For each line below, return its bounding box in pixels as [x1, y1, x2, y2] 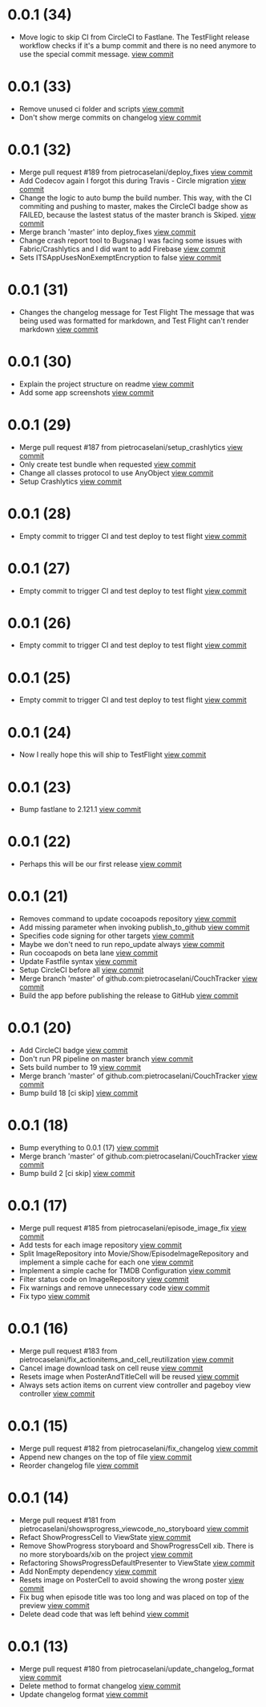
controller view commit [18, 1388, 95, 1399]
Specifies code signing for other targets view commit [18, 931, 195, 941]
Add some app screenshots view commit [18, 387, 154, 397]
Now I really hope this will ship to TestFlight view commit [18, 749, 207, 760]
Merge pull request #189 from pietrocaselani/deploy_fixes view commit [18, 167, 253, 177]
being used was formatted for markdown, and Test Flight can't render [18, 316, 249, 325]
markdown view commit [18, 324, 99, 334]
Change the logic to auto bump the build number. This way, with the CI [18, 193, 252, 202]
